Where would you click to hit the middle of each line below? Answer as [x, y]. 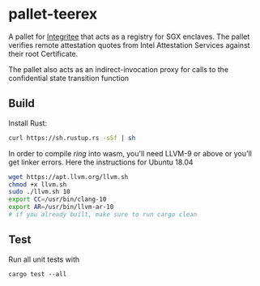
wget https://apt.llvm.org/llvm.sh [68, 177]
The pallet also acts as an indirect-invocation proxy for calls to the [119, 69]
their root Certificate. [43, 53]
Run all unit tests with [44, 259]
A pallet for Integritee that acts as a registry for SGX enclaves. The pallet [129, 36]
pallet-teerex [53, 14]
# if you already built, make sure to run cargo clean [103, 215]
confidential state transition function [69, 78]
